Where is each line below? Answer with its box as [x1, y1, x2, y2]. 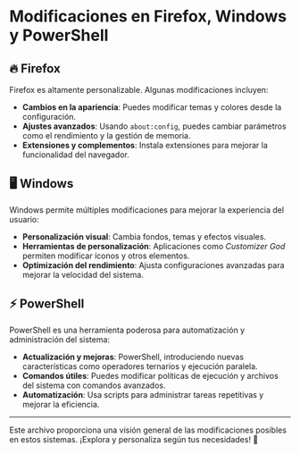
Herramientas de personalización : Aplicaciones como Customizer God [21, 240, 286, 251]
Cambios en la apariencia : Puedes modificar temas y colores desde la [21, 102, 282, 113]
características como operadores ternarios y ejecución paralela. [21, 360, 258, 372]
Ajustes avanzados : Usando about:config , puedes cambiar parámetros [21, 121, 287, 131]
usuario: [9, 214, 40, 224]
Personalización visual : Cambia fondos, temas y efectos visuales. [21, 231, 266, 242]
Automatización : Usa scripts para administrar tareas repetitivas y [21, 389, 264, 399]
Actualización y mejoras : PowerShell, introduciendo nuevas [21, 351, 244, 362]
